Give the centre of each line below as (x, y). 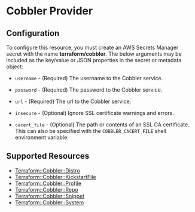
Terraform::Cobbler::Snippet (50, 196)
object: (15, 66)
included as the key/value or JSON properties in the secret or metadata (94, 60)
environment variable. (42, 137)
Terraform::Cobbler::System (49, 202)
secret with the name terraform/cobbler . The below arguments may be (94, 54)
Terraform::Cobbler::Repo (47, 189)
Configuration (33, 33)
